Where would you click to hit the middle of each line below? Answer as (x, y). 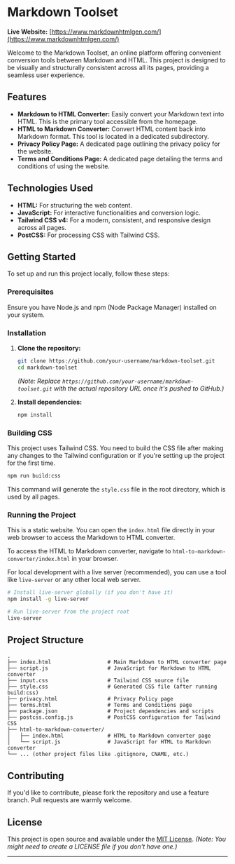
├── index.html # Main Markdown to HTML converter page (117, 662)
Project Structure (45, 640)
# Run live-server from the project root (69, 612)
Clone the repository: (49, 348)
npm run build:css (34, 475)
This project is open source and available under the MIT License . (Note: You (116, 839)
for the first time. (31, 463)
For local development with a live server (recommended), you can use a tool (117, 572)
